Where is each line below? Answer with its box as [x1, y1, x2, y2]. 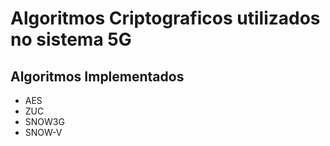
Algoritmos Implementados [10, 68, 185, 85]
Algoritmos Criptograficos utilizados [10, 7, 321, 30]
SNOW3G [24, 116, 65, 127]
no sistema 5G [10, 28, 132, 51]
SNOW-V [24, 127, 63, 138]
